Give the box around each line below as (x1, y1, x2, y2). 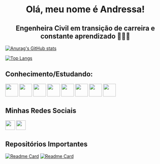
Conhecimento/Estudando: (5, 70, 93, 78)
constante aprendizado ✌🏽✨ (40, 32, 131, 40)
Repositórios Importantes (5, 140, 88, 149)
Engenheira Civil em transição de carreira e (16, 24, 155, 33)
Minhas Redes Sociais (5, 106, 77, 115)
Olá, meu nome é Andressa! (25, 4, 145, 15)
